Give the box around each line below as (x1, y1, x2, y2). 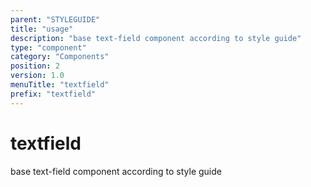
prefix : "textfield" (10, 89, 97, 99)
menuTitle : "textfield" (10, 80, 110, 90)
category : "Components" (10, 52, 110, 62)
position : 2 (10, 61, 60, 71)
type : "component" (10, 42, 87, 53)
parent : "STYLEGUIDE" (10, 14, 101, 25)
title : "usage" (10, 24, 74, 34)
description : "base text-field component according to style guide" (10, 33, 302, 43)
